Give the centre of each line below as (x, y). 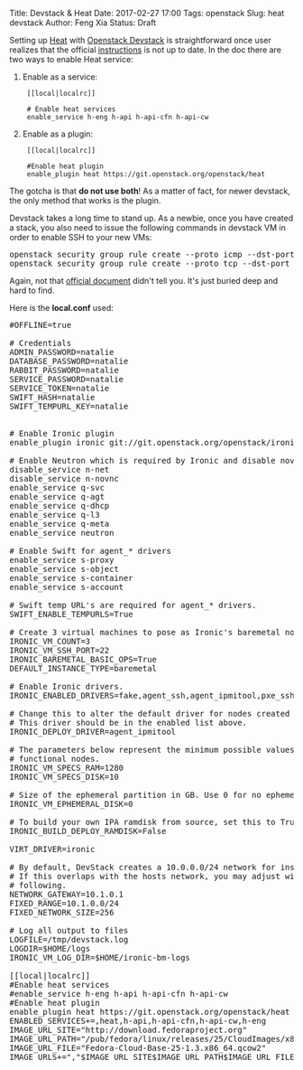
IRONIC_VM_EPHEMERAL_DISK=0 (71, 804)
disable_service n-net (60, 469)
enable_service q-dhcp (60, 506)
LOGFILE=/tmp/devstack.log (69, 939)
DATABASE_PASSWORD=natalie (69, 361)
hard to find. (32, 290)
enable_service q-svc (57, 488)
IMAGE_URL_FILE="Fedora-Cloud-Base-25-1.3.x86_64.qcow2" (138, 1048)
